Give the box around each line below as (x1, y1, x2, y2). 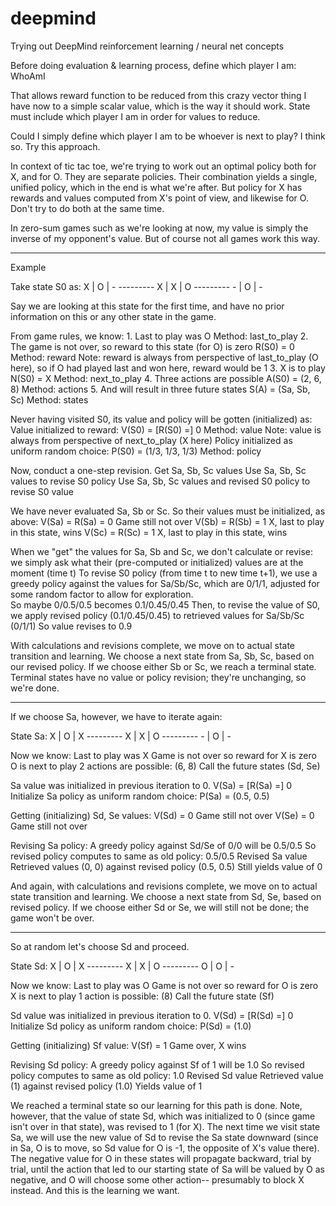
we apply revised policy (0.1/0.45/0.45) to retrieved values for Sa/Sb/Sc (10, 609, 305, 621)
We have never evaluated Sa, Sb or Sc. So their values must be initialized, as (10, 505, 326, 517)
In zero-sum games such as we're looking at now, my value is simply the (10, 222, 309, 234)
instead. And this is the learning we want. (10, 1184, 180, 1196)
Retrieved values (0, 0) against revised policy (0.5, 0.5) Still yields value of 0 (10, 860, 323, 872)
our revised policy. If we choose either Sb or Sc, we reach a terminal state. (10, 660, 317, 672)
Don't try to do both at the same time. (10, 202, 165, 214)
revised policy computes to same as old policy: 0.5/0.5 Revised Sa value (10, 850, 308, 862)
